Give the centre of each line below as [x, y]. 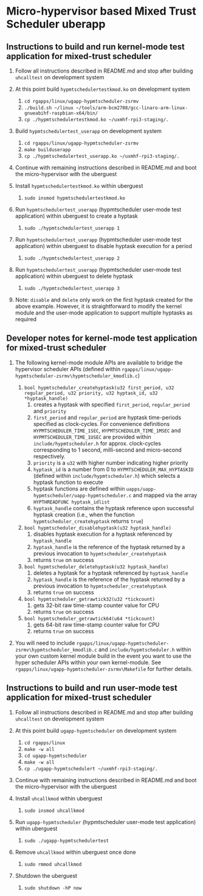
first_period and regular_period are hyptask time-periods [107, 417]
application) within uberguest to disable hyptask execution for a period [104, 246]
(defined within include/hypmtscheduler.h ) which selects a [107, 475]
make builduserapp [47, 150]
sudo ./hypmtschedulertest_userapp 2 [72, 258]
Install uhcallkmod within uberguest [59, 798]
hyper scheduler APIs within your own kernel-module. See [88, 662]
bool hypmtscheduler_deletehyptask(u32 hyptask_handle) [96, 567]
